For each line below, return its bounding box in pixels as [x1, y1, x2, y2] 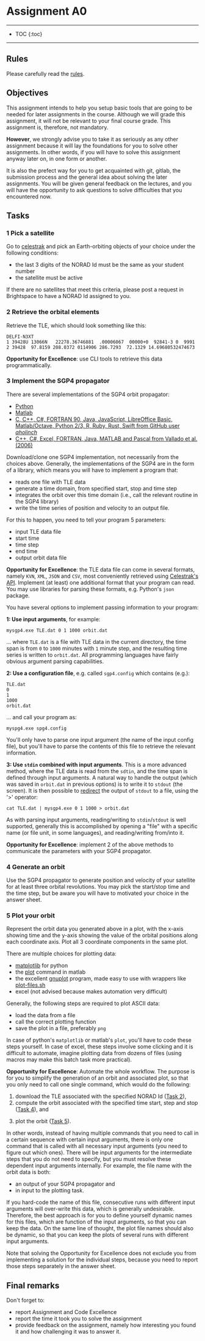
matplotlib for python [15, 962, 68, 969]
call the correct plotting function [15, 1018, 96, 1026]
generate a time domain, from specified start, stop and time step [15, 485, 178, 492]
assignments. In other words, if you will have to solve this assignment [6, 148, 181, 155]
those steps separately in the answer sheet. [6, 1263, 117, 1270]
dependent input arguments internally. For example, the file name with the [6, 1162, 192, 1170]
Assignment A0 [6, 4, 87, 18]
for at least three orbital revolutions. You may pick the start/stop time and [6, 883, 190, 891]
